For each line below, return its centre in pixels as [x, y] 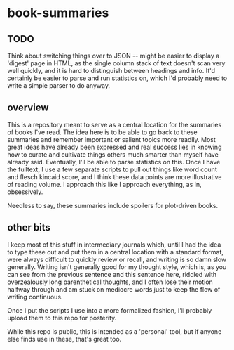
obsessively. [25, 192]
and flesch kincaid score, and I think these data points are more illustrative [115, 176]
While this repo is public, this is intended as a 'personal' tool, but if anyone [115, 331]
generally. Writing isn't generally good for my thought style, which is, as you [117, 267]
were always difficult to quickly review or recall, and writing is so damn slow [117, 259]
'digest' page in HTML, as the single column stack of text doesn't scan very [116, 63]
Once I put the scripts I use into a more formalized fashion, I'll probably [110, 310]
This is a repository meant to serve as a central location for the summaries [115, 124]
